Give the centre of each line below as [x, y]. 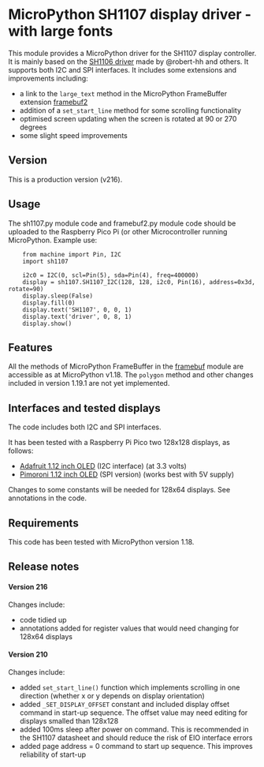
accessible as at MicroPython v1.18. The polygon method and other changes [131, 375]
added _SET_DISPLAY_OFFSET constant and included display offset [125, 704]
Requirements [43, 523]
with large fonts [61, 31]
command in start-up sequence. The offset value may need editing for [134, 713]
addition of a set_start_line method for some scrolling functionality [130, 110]
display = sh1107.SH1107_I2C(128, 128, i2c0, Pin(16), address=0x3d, [139, 282]
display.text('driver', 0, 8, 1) [77, 316]
